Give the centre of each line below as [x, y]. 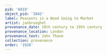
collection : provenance [29, 41]
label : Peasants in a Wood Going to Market [49, 18]
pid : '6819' [17, 9]
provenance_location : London [34, 32]
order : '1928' [19, 45]
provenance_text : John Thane [34, 36]
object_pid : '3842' [25, 14]
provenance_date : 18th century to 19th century [54, 27]
